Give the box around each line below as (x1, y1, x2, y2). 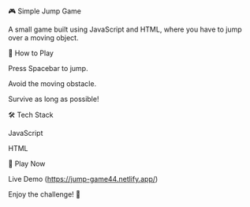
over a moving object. (8, 33, 79, 42)
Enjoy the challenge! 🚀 (8, 190, 81, 199)
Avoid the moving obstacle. (8, 79, 97, 88)
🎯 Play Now (8, 159, 46, 168)
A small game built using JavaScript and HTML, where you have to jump (8, 24, 242, 34)
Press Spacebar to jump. (8, 64, 88, 73)
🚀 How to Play (8, 48, 54, 58)
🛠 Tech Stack (8, 110, 54, 119)
